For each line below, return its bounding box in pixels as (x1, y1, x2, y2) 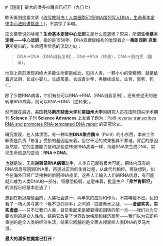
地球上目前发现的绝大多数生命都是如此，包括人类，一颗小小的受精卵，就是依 (5, 70, 158, 76)
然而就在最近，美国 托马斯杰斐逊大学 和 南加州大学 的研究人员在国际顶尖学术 (5, 109, 154, 114)
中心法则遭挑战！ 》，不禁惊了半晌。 (9, 21, 80, 26)
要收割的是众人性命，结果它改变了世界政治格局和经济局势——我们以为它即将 (5, 213, 158, 219)
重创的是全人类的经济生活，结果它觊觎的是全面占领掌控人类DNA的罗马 (5, 219, 147, 225)
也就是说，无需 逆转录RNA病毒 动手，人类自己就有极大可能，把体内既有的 (5, 160, 150, 166)
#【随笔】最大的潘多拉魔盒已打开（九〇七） (5, 4, 93, 10)
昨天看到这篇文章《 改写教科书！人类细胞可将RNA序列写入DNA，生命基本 (5, 15, 151, 20)
